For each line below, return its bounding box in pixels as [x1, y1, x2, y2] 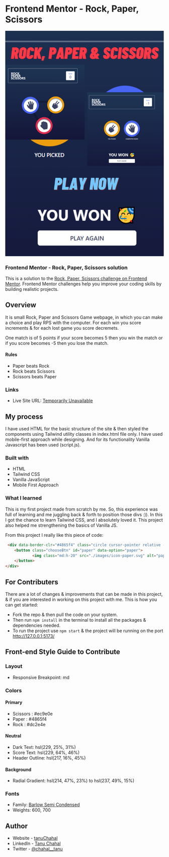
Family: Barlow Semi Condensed [12, 801, 80, 808]
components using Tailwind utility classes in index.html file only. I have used [5, 431, 163, 437]
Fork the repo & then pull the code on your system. [12, 612, 118, 618]
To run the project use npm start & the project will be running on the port [12, 627, 163, 634]
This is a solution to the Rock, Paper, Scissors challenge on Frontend [5, 276, 147, 282]
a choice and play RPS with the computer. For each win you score [5, 319, 141, 326]
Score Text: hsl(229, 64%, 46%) [12, 749, 80, 755]
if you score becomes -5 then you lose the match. [5, 340, 109, 346]
